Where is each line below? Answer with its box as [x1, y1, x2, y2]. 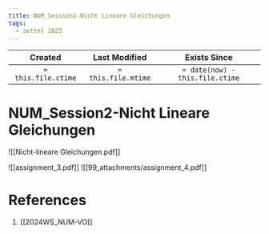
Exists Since [184, 52, 233, 63]
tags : [8, 19, 26, 27]
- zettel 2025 [15, 26, 62, 34]
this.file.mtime [89, 74, 151, 83]
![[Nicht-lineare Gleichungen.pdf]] [8, 147, 121, 157]
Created [30, 52, 62, 63]
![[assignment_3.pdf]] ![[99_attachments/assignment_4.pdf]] [8, 163, 207, 172]
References [8, 191, 86, 209]
